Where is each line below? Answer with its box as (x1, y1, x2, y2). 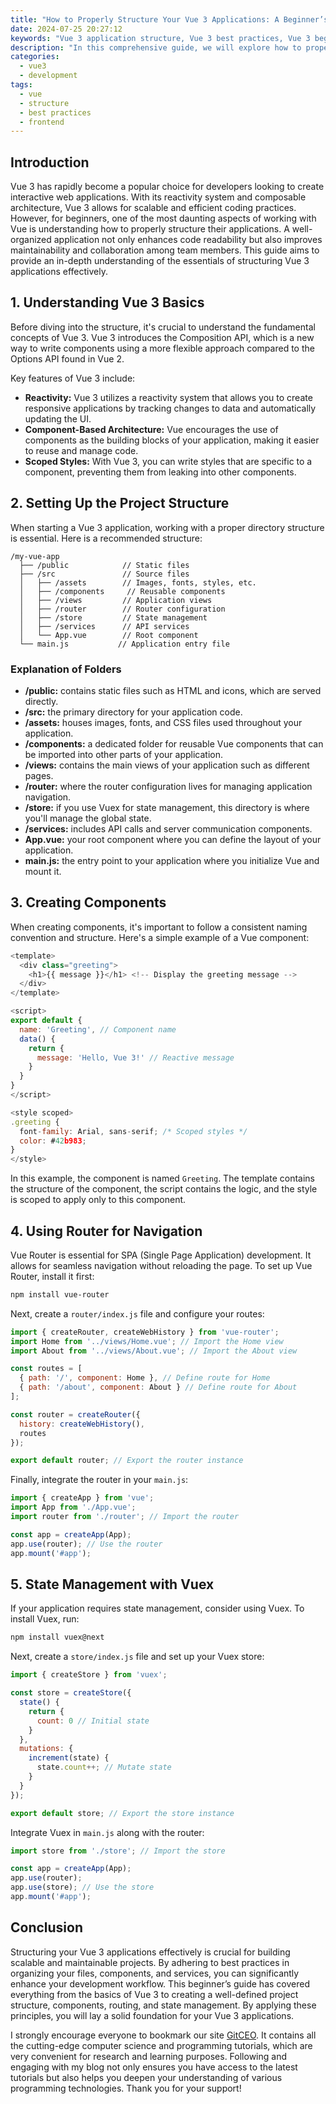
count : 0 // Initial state (36, 1716, 150, 1726)
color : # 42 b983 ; (19, 1136, 87, 1146)
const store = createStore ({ (10, 1688, 132, 1698)
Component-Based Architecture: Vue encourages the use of (24, 423, 279, 435)
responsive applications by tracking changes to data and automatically (24, 402, 317, 414)
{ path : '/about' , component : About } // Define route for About (19, 1382, 298, 1393)
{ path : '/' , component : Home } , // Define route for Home (19, 1373, 271, 1383)
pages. (24, 769, 54, 781)
